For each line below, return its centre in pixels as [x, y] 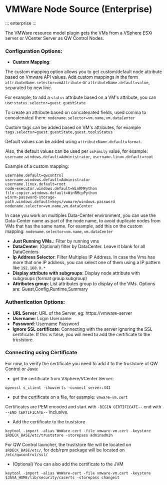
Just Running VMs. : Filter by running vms [55, 241]
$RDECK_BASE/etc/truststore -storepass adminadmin [59, 435]
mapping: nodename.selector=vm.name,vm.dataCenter [59, 231]
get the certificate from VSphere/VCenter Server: [63, 378]
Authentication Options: [35, 302]
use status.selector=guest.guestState [45, 103]
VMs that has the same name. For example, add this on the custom [74, 226]
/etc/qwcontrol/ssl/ [27, 454]
